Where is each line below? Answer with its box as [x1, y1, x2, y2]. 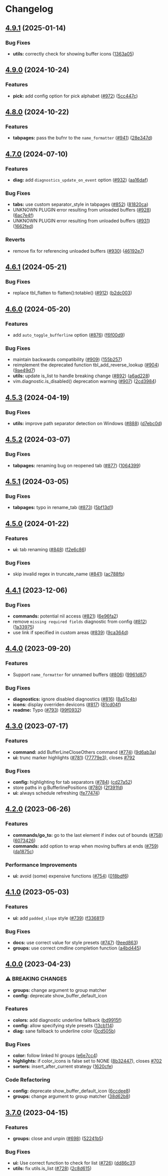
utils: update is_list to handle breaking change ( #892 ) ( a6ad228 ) [12, 373, 150, 379]
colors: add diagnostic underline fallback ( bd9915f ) [12, 1017, 122, 1023]
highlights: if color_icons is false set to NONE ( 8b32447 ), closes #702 [12, 1058, 162, 1064]
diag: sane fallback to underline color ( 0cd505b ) [12, 1028, 116, 1034]
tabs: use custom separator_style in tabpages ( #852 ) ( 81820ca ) [12, 201, 148, 207]
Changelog [5, 3, 53, 15]
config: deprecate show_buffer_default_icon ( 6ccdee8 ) [12, 1088, 130, 1094]
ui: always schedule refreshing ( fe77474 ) [12, 789, 100, 796]
